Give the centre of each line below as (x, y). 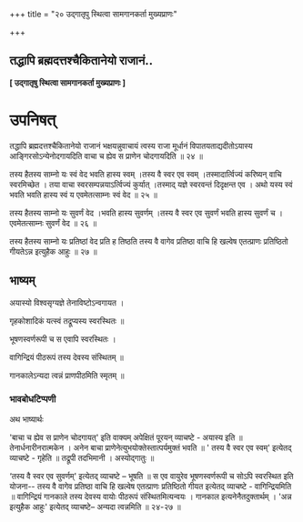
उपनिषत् (33, 120)
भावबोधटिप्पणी (33, 399)
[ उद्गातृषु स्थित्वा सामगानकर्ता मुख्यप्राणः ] (67, 83)
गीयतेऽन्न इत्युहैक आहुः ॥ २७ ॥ (53, 251)
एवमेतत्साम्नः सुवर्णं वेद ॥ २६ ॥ (53, 223)
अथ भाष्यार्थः (26, 419)
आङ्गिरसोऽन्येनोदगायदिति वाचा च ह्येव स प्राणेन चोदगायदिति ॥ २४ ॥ (106, 156)
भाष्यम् (22, 281)
